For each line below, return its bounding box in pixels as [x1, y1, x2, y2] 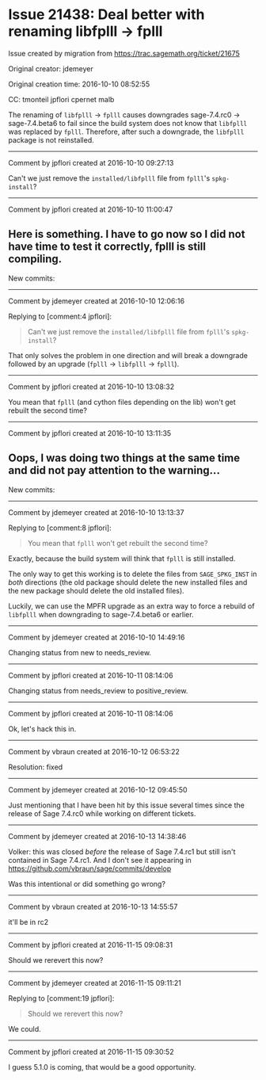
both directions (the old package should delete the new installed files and [8, 577, 248, 587]
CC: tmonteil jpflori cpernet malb [8, 94, 115, 104]
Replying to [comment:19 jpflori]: [8, 993, 115, 1003]
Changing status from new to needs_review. [8, 647, 152, 657]
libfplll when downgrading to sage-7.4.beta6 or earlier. [8, 609, 194, 619]
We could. [8, 1024, 41, 1033]
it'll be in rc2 [8, 917, 49, 926]
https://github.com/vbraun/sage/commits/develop [8, 864, 172, 873]
